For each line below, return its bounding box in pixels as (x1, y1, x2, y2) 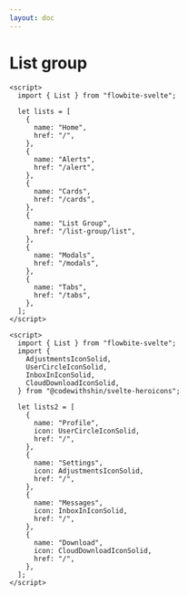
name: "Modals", (33, 250, 95, 260)
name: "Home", (33, 122, 88, 132)
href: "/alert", (33, 162, 95, 172)
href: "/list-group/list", (33, 226, 136, 235)
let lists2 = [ (17, 403, 75, 412)
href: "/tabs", (33, 290, 92, 299)
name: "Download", (33, 538, 104, 548)
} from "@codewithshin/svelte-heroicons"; (17, 386, 181, 395)
